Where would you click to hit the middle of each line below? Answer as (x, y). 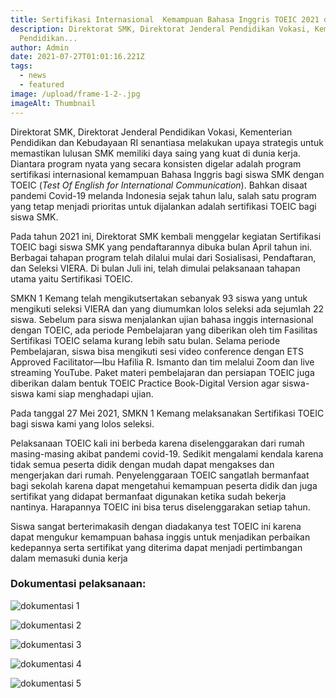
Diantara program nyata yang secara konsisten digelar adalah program (156, 163)
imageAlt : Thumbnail (53, 103)
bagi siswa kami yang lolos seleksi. (82, 423)
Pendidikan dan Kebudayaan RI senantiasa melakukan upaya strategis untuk (167, 142)
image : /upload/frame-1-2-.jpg (75, 94)
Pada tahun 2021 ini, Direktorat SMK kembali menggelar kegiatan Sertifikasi (166, 236)
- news (33, 76)
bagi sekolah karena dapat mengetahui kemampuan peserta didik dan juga (164, 485)
